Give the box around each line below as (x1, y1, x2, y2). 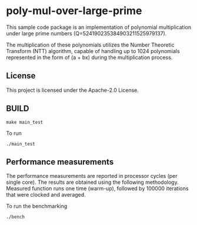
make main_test (6, 119, 44, 125)
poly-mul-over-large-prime (6, 4, 142, 18)
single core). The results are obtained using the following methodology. (6, 178, 179, 186)
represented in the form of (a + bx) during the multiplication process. (6, 54, 173, 61)
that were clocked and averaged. (6, 191, 86, 198)
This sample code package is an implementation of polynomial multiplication (6, 24, 192, 31)
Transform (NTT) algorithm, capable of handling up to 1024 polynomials (6, 47, 181, 54)
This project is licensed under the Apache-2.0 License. (6, 87, 139, 94)
